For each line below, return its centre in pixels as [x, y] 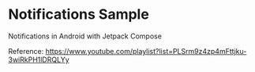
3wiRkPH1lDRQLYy [39, 59]
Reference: [26, 51]
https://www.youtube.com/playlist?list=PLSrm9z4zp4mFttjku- [146, 51]
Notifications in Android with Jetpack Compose [85, 36]
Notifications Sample [79, 14]
